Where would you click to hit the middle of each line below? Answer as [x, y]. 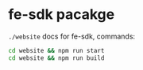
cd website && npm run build [56, 58]
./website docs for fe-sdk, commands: [72, 36]
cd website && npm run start [56, 50]
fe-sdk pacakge [62, 15]
